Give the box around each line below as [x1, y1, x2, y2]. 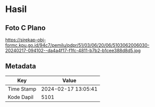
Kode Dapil [8, 93, 34, 100]
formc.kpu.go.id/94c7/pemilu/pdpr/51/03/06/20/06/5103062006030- [5, 42, 150, 48]
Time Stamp [8, 85, 37, 92]
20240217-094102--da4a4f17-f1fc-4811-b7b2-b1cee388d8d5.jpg [5, 48, 141, 53]
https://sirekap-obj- [5, 37, 46, 43]
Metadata [5, 62, 36, 71]
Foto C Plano [5, 24, 46, 32]
